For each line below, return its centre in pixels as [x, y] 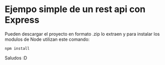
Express [22, 20]
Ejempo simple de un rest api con [75, 9]
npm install [17, 48]
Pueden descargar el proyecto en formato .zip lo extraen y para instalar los [82, 34]
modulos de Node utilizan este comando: [47, 39]
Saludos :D [16, 58]
